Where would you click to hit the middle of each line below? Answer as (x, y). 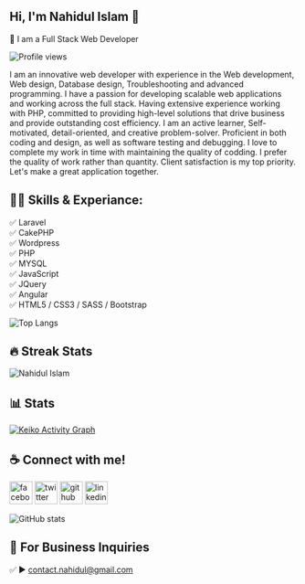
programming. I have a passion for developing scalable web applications (146, 93)
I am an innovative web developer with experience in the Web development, (152, 74)
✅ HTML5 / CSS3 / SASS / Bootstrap (79, 304)
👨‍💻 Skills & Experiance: (76, 201)
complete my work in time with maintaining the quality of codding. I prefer (148, 152)
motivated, (30, 133)
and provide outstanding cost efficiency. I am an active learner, (128, 122)
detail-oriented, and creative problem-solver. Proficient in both (169, 133)
